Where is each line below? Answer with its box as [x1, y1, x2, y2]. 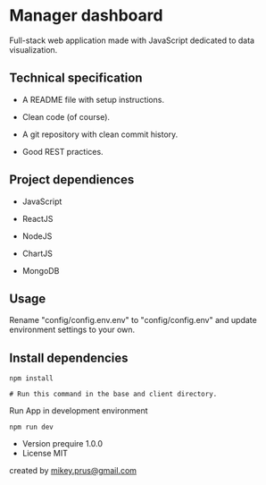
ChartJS [21, 248, 54, 259]
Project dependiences [9, 172, 135, 188]
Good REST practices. [21, 146, 104, 157]
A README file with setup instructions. [21, 94, 165, 105]
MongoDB [21, 265, 60, 276]
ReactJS [21, 213, 54, 224]
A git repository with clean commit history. [21, 129, 179, 140]
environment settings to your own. [9, 324, 136, 336]
